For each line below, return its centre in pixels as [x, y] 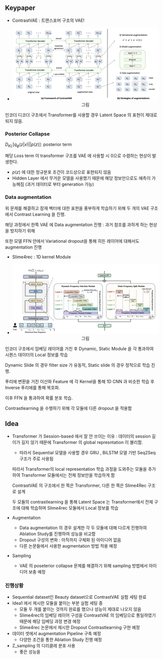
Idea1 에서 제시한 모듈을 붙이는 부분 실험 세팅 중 [57, 603]
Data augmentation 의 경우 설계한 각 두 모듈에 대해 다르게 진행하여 [83, 528]
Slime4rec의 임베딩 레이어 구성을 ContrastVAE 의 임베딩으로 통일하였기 [88, 615]
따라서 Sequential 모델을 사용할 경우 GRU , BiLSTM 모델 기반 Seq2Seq [87, 452]
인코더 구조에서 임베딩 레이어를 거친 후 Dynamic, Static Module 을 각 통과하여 [80, 348]
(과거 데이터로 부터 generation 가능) [60, 184]
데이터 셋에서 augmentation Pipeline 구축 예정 [56, 634]
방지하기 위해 [23, 231]
